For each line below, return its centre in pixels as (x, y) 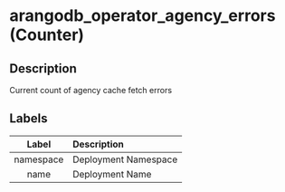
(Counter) (47, 35)
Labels (28, 119)
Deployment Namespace (125, 159)
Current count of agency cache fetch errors (91, 90)
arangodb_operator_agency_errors (142, 16)
